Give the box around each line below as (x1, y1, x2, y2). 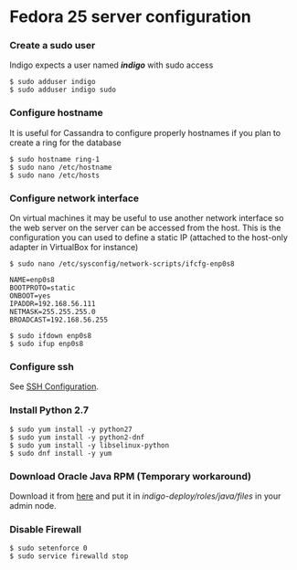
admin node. (9, 500, 57, 511)
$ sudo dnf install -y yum (9, 449, 112, 458)
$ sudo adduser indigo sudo (9, 85, 117, 95)
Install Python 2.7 (9, 404, 90, 417)
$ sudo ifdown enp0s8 (9, 332, 92, 341)
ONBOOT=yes (9, 291, 51, 301)
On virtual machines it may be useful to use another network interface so (9, 213, 284, 224)
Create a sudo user (9, 39, 96, 52)
